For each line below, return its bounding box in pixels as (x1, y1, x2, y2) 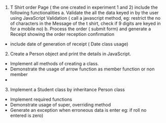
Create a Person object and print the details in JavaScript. (10, 51, 131, 57)
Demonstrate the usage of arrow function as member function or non (10, 66, 155, 72)
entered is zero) (10, 112, 44, 118)
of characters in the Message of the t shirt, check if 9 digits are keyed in (10, 20, 161, 26)
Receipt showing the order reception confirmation (10, 31, 115, 37)
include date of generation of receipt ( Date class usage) (10, 41, 128, 47)
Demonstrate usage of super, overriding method (10, 102, 111, 108)
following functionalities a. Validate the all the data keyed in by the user (10, 10, 159, 16)
